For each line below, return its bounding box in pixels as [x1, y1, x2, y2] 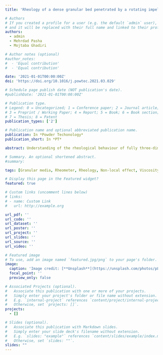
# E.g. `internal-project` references [5, 298, 88, 302]
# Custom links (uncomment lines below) [5, 190, 88, 195]
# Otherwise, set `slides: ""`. [5, 338, 75, 343]
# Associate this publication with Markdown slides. [5, 324, 118, 329]
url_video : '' [5, 244, 34, 249]
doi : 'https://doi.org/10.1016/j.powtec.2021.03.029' [5, 79, 116, 84]
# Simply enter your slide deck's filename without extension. [5, 329, 140, 334]
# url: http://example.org [5, 203, 64, 208]
